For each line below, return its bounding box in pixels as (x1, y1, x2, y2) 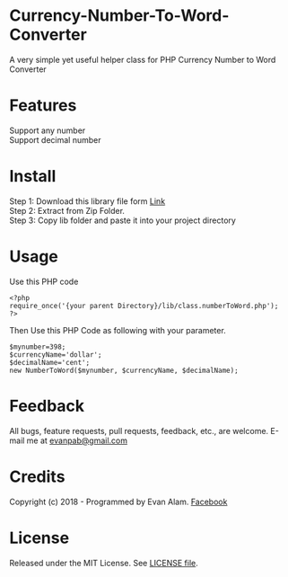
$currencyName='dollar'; (9, 350, 102, 360)
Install (9, 166, 57, 187)
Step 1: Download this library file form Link (9, 195, 166, 207)
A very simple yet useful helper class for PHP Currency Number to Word (9, 54, 276, 65)
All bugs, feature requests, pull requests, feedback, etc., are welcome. (9, 425, 269, 436)
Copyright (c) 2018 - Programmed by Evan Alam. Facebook (9, 496, 228, 507)
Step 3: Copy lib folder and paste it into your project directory (9, 215, 236, 226)
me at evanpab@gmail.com (26, 435, 128, 446)
